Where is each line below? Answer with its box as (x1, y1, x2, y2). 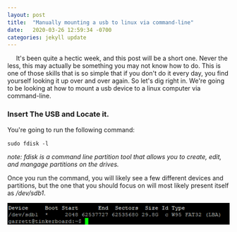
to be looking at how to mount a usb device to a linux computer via (7, 84, 201, 93)
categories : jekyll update (7, 34, 87, 41)
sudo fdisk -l (7, 140, 49, 147)
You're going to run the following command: (7, 125, 135, 134)
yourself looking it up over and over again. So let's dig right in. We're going (7, 76, 224, 85)
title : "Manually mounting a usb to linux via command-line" (7, 18, 194, 26)
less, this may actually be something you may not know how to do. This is (7, 62, 221, 70)
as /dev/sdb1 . (7, 188, 46, 197)
